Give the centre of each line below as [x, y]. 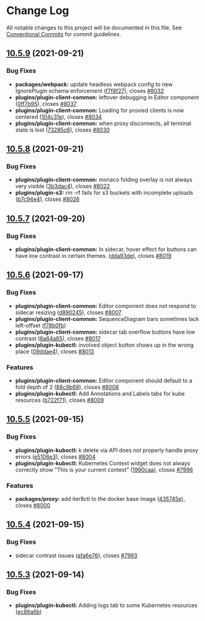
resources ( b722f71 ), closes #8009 [59, 400]
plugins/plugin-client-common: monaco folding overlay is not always [104, 180]
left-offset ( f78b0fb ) [40, 325]
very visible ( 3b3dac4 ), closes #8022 [62, 186]
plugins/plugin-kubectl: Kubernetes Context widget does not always [103, 463]
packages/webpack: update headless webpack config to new [94, 84]
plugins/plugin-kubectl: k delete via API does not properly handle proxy [107, 450]
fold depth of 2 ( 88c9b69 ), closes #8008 [67, 387]
